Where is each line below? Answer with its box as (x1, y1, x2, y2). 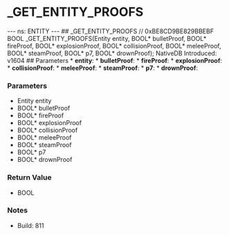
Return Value (7, 173, 52, 182)
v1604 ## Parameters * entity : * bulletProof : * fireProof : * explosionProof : (7, 56, 223, 64)
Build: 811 (17, 221, 44, 229)
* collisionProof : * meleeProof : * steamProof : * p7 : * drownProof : (7, 64, 199, 72)
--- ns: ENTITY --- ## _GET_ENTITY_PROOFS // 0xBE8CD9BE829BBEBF (7, 27, 214, 35)
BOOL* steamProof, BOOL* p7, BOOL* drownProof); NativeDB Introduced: (7, 49, 217, 57)
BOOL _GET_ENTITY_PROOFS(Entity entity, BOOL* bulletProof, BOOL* (7, 34, 207, 42)
